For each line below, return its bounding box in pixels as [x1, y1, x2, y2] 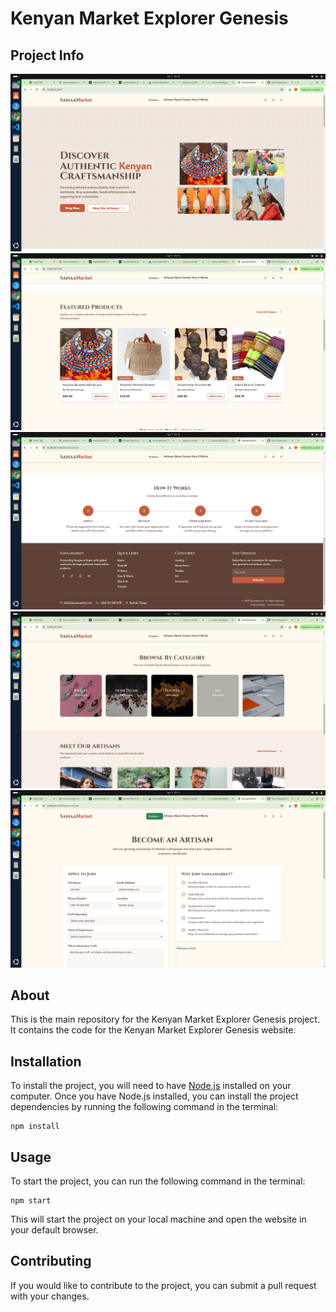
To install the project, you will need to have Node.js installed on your [10, 1080, 292, 1092]
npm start [10, 1195, 52, 1206]
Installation [10, 1053, 82, 1070]
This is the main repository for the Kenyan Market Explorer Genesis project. [10, 1013, 320, 1026]
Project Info [10, 47, 85, 64]
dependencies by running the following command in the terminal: [10, 1101, 279, 1113]
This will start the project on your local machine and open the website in [10, 1213, 307, 1225]
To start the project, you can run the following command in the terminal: [10, 1175, 306, 1187]
